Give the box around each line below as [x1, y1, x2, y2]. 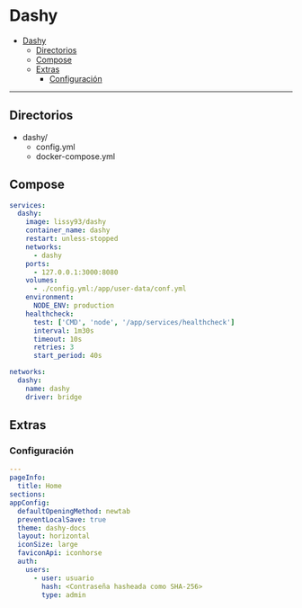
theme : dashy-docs [17, 523, 87, 532]
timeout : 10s [32, 335, 83, 344]
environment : [25, 293, 75, 302]
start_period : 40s [32, 352, 102, 361]
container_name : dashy [25, 226, 111, 235]
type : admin [41, 590, 87, 599]
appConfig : [9, 498, 50, 507]
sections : [9, 490, 47, 499]
